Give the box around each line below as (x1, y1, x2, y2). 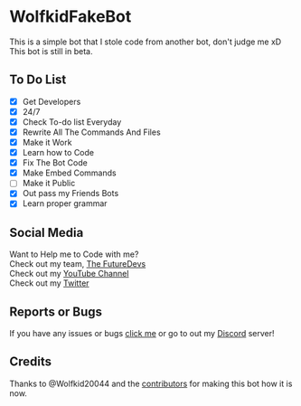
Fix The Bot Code (22, 157, 88, 168)
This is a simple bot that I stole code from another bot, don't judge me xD (9, 36, 282, 47)
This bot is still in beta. (9, 45, 93, 56)
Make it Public (22, 178, 76, 189)
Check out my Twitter (9, 278, 89, 288)
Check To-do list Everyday (22, 116, 122, 127)
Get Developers (22, 96, 81, 107)
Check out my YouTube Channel (9, 269, 129, 279)
